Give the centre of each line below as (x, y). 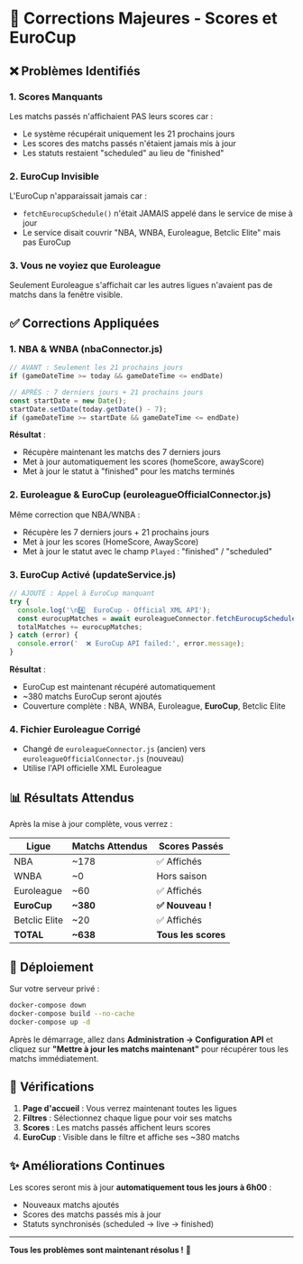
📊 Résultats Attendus (72, 798)
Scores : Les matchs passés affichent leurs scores (116, 1128)
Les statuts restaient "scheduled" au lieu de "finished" (123, 153)
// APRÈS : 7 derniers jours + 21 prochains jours (106, 392)
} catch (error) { (44, 636)
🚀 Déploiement (51, 967)
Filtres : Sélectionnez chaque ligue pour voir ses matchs (127, 1118)
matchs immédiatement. (54, 1058)
